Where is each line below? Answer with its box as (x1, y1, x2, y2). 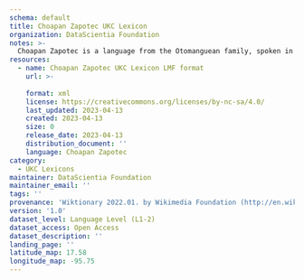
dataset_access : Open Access (9, 223, 119, 232)
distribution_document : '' (25, 139, 128, 148)
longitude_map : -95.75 (9, 257, 95, 266)
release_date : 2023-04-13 (25, 131, 124, 140)
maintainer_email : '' (9, 182, 91, 191)
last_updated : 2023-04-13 (25, 106, 124, 115)
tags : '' (9, 190, 43, 199)
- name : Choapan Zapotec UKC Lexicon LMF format (17, 64, 204, 73)
